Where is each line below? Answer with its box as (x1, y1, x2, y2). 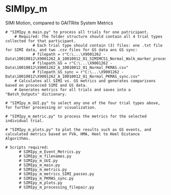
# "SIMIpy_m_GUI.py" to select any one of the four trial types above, (5, 100, 160, 105)
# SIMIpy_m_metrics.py (18, 167, 67, 172)
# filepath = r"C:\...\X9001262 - (32, 52, 106, 57)
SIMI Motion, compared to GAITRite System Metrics (5, 20, 113, 26)
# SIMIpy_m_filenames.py (18, 153, 72, 159)
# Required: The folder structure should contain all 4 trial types (14, 34, 163, 39)
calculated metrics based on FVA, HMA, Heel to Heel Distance (5, 131, 140, 137)
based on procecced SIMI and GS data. (5, 83, 88, 88)
